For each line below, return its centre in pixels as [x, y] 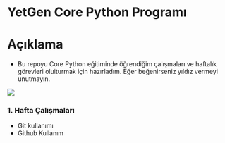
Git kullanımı [36, 126]
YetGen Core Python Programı [97, 12]
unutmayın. [34, 79]
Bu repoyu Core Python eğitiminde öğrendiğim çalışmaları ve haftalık [117, 64]
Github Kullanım [41, 133]
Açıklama [35, 45]
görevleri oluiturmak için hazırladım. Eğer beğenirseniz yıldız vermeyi [118, 72]
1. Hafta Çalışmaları [41, 111]
